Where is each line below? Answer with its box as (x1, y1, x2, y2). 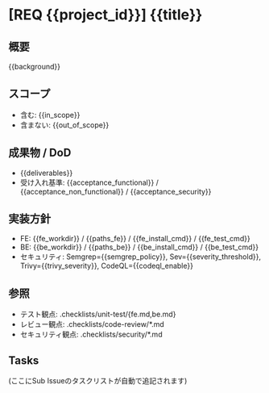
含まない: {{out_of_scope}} (19, 119, 110, 130)
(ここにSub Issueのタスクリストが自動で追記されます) (8, 376, 188, 386)
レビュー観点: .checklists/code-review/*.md (19, 320, 165, 329)
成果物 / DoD (8, 146, 72, 160)
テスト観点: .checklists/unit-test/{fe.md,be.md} (19, 309, 176, 320)
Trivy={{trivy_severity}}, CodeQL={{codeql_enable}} (19, 261, 193, 271)
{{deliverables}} (19, 168, 73, 178)
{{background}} (8, 62, 60, 71)
